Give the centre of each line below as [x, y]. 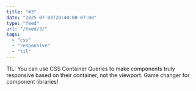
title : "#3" [21, 12]
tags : [13, 35]
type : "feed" [23, 23]
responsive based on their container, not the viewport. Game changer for [98, 75]
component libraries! [32, 81]
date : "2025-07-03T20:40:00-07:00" [52, 18]
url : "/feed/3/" [27, 29]
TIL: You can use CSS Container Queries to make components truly [91, 69]
